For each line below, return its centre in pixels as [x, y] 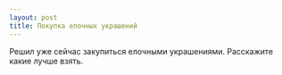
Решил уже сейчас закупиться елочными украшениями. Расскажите [141, 51]
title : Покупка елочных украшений [74, 26]
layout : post [33, 17]
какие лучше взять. [46, 61]
